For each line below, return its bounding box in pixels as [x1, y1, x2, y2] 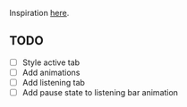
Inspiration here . [9, 8, 70, 18]
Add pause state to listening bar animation [21, 87, 179, 97]
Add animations [21, 67, 81, 78]
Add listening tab [21, 77, 85, 87]
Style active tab [21, 57, 81, 68]
